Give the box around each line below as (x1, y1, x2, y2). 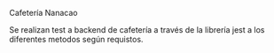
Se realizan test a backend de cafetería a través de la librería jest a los (9, 25, 265, 34)
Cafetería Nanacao (9, 8, 78, 18)
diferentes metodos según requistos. (9, 34, 144, 44)
